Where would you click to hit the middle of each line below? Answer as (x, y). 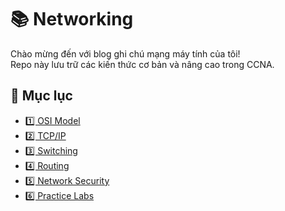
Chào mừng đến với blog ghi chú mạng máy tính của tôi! (125, 53)
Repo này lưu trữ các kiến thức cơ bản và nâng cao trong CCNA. (142, 64)
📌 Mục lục (41, 96)
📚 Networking (72, 19)
